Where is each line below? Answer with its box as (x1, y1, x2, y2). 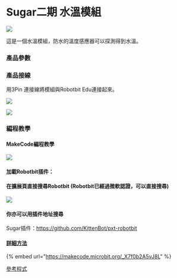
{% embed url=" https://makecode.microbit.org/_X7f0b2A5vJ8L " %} (6, 253, 172, 260)
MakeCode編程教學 (6, 140, 55, 148)
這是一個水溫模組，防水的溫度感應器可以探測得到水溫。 (6, 37, 141, 45)
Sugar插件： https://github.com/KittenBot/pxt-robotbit (6, 224, 138, 232)
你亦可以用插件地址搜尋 (6, 210, 64, 217)
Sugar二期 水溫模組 (6, 5, 102, 19)
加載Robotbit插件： (6, 168, 54, 175)
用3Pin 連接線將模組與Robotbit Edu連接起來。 (6, 86, 118, 93)
